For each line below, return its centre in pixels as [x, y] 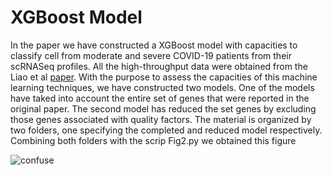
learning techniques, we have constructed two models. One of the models [162, 87]
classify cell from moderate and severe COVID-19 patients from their [151, 55]
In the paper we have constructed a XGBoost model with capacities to [154, 45]
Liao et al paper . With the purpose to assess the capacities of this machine [164, 77]
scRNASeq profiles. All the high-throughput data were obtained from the [159, 66]
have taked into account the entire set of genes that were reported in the [160, 98]
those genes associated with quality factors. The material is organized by [161, 119]
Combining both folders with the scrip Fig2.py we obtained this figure [153, 140]
